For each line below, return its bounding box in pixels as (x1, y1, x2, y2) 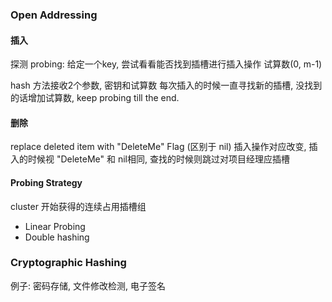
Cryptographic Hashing (10, 256, 127, 270)
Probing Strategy (10, 176, 83, 188)
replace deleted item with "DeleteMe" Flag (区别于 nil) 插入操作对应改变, (10, 141, 307, 153)
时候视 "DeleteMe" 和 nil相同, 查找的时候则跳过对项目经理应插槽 (27, 153, 290, 165)
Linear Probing (24, 220, 86, 232)
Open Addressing (10, 8, 98, 22)
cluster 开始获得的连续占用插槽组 (10, 200, 147, 212)
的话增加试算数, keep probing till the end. (10, 92, 180, 104)
